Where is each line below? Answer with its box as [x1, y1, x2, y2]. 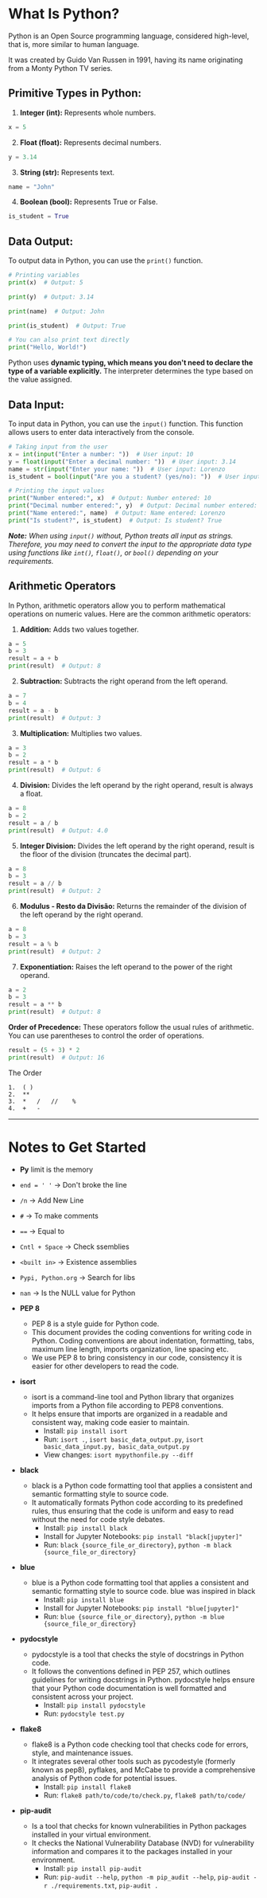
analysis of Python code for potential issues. [31, 1773, 177, 1783]
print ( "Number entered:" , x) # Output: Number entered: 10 [8, 495, 212, 503]
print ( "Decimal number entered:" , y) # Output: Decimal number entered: [8, 502, 258, 510]
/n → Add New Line [19, 1196, 84, 1205]
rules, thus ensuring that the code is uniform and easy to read [31, 1506, 234, 1516]
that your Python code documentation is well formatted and [31, 1683, 226, 1693]
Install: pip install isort [43, 1426, 128, 1435]
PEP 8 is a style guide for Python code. [31, 1319, 160, 1329]
